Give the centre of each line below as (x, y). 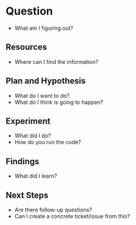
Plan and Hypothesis (46, 81)
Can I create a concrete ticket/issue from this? (72, 216)
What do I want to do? (42, 95)
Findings (23, 161)
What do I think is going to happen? (59, 102)
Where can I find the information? (56, 61)
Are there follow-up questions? (53, 210)
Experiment (28, 121)
